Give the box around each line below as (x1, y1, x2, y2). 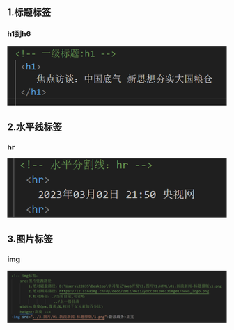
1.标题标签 (7, 6, 52, 19)
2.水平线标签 (7, 121, 63, 133)
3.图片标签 (7, 233, 54, 245)
